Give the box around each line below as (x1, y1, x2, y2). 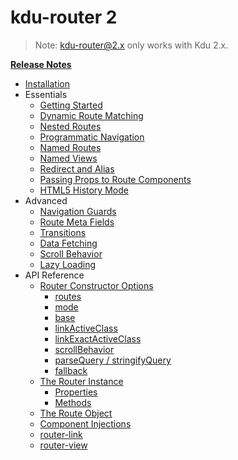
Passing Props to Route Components (39, 173, 192, 185)
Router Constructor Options (39, 279, 154, 291)
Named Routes (39, 141, 102, 153)
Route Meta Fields (39, 216, 115, 228)
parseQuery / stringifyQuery (54, 354, 172, 366)
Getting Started (39, 99, 103, 111)
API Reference (24, 269, 85, 281)
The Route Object (39, 407, 113, 419)
